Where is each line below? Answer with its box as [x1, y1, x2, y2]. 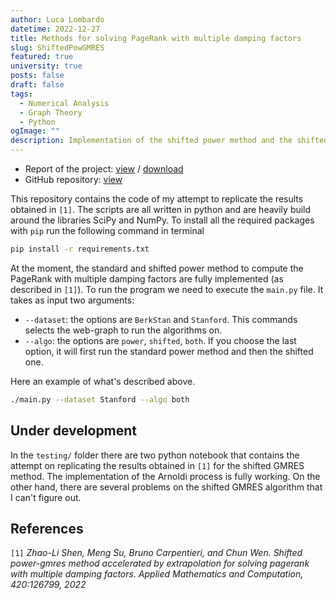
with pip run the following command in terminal [10, 225, 205, 236]
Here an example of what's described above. [10, 375, 196, 387]
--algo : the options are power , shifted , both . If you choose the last [24, 334, 297, 346]
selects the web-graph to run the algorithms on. [24, 324, 223, 336]
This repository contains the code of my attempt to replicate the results [10, 193, 304, 205]
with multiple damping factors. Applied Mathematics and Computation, [10, 568, 304, 580]
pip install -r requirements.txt [10, 244, 150, 254]
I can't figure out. [10, 491, 82, 503]
